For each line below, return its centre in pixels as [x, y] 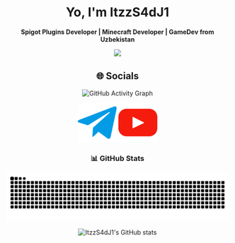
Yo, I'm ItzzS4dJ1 [117, 12]
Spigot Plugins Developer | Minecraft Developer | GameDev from [117, 32]
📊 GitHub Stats [117, 158]
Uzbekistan [117, 39]
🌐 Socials [117, 76]
